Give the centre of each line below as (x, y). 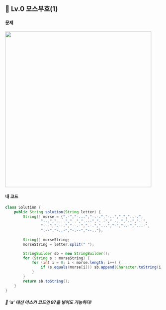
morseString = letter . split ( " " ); (59, 244)
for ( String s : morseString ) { (57, 258)
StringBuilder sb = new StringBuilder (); (67, 253)
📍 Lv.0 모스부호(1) (32, 9)
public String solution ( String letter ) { (57, 212)
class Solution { (23, 207)
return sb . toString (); (46, 281)
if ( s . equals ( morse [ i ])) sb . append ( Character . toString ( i (101, 267)
